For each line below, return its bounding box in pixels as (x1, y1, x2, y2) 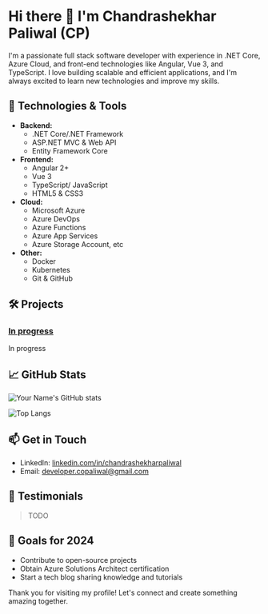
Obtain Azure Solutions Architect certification (19, 564, 170, 573)
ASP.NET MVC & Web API (31, 138, 117, 147)
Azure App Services (31, 231, 98, 241)
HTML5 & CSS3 (31, 188, 84, 198)
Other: (19, 248, 42, 257)
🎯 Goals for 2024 (8, 534, 94, 548)
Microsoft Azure (31, 205, 86, 215)
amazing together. (8, 596, 68, 606)
